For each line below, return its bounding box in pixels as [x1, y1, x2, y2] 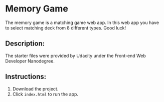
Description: [5, 39, 45, 48]
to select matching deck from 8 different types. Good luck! [5, 24, 126, 30]
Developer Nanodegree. [5, 58, 55, 64]
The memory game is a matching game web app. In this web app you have [5, 19, 159, 25]
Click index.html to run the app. [12, 91, 79, 97]
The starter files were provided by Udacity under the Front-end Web [5, 52, 146, 58]
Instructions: [5, 72, 47, 81]
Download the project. [12, 85, 59, 91]
